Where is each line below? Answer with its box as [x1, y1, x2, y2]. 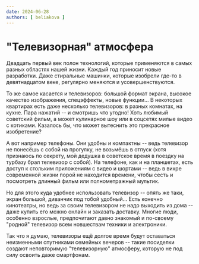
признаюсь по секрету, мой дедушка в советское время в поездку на [6, 153, 184, 160]
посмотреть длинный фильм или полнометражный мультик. [6, 178, 160, 185]
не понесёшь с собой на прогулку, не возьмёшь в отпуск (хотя [6, 146, 166, 153]
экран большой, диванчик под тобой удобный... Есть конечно [6, 195, 163, 203]
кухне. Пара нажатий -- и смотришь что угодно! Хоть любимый [6, 109, 168, 116]
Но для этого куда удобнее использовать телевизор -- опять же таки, [6, 189, 184, 197]
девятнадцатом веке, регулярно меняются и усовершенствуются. [6, 79, 175, 86]
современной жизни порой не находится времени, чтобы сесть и [6, 171, 173, 179]
